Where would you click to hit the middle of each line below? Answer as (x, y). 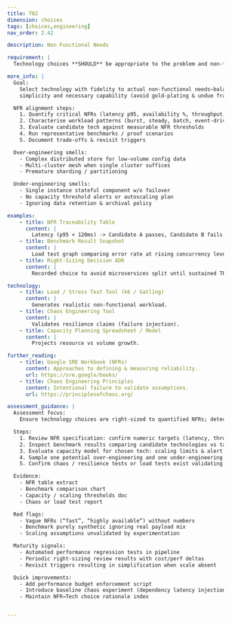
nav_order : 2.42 (30, 33)
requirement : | (29, 58)
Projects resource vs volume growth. (86, 344)
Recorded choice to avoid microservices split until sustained (124, 273)
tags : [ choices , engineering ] (49, 26)
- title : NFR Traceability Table (67, 222)
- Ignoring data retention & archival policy (86, 203)
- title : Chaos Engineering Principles (77, 381)
